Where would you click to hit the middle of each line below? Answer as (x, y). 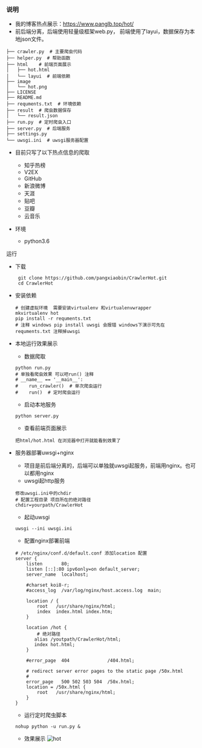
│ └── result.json (32, 116)
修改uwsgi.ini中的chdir (43, 494)
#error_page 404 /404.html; (80, 661)
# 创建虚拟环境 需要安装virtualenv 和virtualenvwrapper (83, 308)
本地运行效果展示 (36, 343)
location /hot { (47, 628)
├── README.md (24, 98)
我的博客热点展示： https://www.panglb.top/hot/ (74, 24)
